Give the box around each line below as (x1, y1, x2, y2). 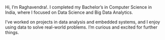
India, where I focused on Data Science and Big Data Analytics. (5, 9, 133, 15)
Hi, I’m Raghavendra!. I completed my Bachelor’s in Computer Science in (5, 4, 152, 10)
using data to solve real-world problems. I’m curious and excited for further (5, 24, 158, 30)
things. (5, 30, 19, 35)
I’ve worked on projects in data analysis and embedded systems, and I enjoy (5, 19, 160, 25)
